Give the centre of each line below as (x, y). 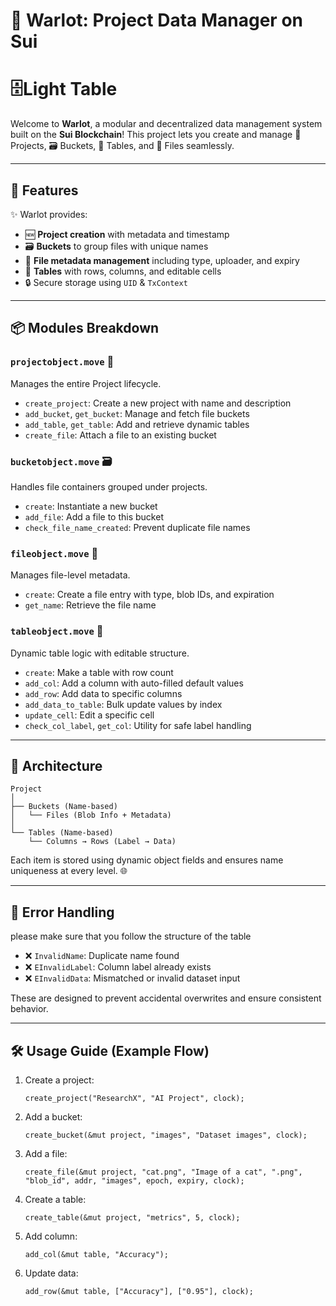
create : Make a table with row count (99, 672)
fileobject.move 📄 (54, 553)
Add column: (51, 1236)
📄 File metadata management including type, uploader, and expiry (162, 260)
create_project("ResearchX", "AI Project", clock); (134, 1098)
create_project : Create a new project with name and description (158, 403)
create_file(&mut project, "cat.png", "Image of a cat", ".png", (163, 1172)
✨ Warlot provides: (49, 214)
